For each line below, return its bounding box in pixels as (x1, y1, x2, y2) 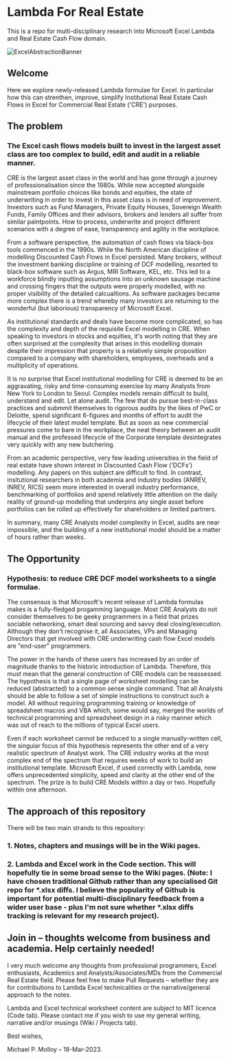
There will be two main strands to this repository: (7, 823, 146, 831)
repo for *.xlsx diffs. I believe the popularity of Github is (7, 885, 196, 895)
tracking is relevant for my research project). (7, 911, 160, 920)
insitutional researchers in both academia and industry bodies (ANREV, (7, 476, 207, 484)
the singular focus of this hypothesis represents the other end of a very (7, 741, 209, 750)
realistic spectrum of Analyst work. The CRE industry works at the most (7, 749, 209, 757)
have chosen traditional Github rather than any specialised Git (7, 876, 218, 886)
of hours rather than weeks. (7, 533, 86, 541)
